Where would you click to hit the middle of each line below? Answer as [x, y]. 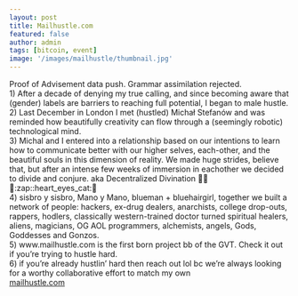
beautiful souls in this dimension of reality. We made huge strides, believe [144, 160]
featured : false [39, 34]
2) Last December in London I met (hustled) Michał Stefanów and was [137, 112]
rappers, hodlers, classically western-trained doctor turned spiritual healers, [149, 216]
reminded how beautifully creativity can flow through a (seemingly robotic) [146, 122]
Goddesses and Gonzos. [54, 235]
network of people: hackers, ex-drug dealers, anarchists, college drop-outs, [148, 207]
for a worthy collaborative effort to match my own [100, 273]
